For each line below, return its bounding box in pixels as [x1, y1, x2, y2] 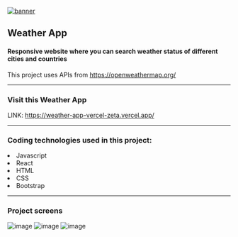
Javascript [16, 151, 47, 160]
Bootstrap [16, 182, 45, 190]
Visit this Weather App [7, 94, 87, 104]
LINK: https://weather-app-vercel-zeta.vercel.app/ [7, 111, 154, 119]
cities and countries [7, 54, 67, 63]
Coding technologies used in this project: [7, 135, 152, 145]
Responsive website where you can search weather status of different [7, 47, 218, 55]
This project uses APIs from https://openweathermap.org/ [7, 70, 176, 79]
